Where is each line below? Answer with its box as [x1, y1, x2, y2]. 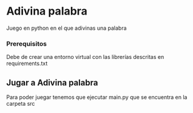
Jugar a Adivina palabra [6, 77, 98, 87]
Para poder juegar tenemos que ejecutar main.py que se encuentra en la [6, 94, 188, 101]
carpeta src [6, 100, 35, 108]
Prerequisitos [6, 39, 47, 48]
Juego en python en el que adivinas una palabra [6, 24, 127, 32]
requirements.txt [6, 60, 48, 67]
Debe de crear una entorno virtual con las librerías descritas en [6, 53, 164, 61]
